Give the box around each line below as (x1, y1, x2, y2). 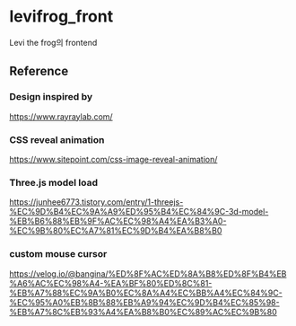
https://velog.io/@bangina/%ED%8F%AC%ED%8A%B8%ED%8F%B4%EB (9, 268, 287, 279)
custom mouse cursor (9, 248, 108, 260)
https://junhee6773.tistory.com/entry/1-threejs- (9, 197, 184, 207)
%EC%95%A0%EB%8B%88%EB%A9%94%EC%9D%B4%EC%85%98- (9, 296, 280, 307)
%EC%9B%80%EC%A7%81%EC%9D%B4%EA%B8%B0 (9, 225, 222, 236)
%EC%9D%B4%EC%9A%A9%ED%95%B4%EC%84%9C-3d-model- (9, 207, 269, 217)
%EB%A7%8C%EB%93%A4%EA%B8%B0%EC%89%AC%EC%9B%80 (9, 306, 278, 317)
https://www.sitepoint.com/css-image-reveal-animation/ (9, 154, 218, 164)
